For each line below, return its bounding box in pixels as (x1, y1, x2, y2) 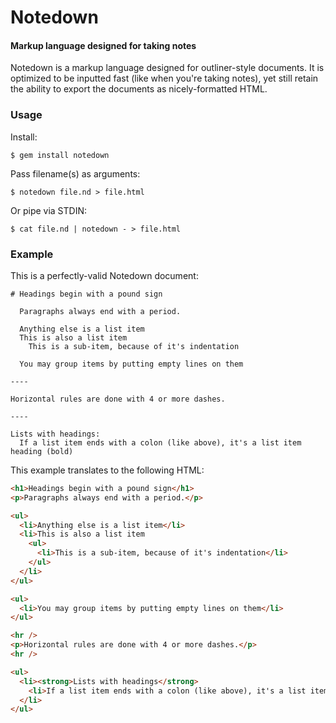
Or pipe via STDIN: (10, 204, 88, 216)
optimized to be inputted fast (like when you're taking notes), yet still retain (10, 72, 319, 85)
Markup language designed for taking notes (10, 39, 197, 51)
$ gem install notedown (10, 150, 110, 160)
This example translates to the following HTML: (10, 464, 205, 476)
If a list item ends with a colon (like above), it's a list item (19, 437, 302, 448)
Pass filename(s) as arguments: (10, 167, 141, 180)
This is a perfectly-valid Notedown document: (10, 269, 199, 281)
